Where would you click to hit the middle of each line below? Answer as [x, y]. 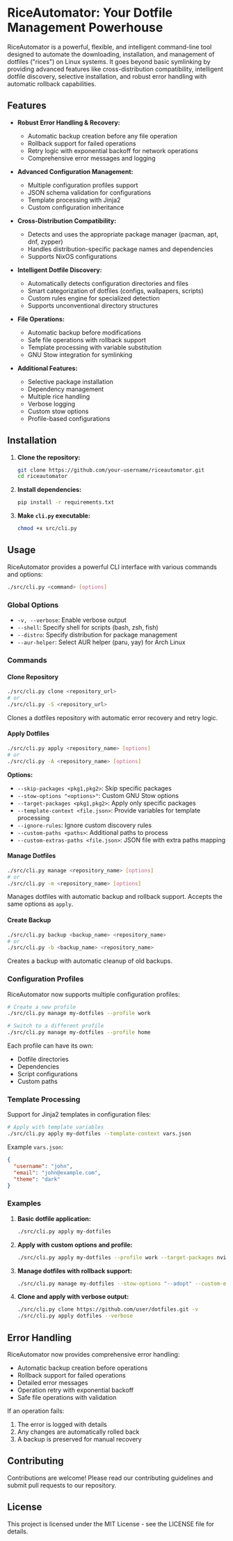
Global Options [33, 605]
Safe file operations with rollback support [87, 340]
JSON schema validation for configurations [89, 192]
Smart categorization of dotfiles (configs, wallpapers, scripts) [115, 291]
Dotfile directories [43, 1060]
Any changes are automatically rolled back [78, 1432]
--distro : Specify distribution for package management [97, 635]
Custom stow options [58, 411]
